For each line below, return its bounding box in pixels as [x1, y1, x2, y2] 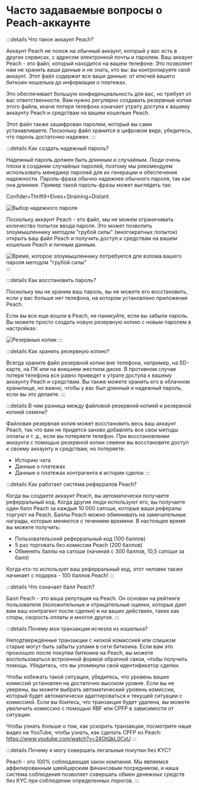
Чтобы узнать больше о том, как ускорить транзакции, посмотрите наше [6, 722, 192, 730]
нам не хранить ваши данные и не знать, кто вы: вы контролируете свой [6, 66, 191, 73]
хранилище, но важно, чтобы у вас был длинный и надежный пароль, [6, 384, 182, 391]
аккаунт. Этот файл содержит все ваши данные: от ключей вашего [6, 72, 176, 79]
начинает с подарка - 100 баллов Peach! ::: [6, 571, 114, 578]
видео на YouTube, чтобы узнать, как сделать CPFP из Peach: [6, 728, 162, 735]
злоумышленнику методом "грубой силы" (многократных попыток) [6, 228, 178, 235]
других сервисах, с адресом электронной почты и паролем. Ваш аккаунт [6, 53, 193, 60]
